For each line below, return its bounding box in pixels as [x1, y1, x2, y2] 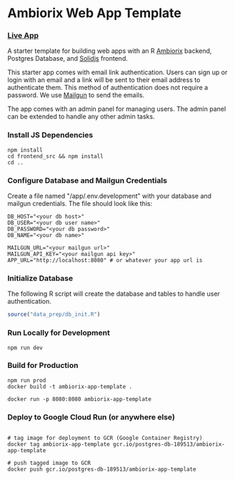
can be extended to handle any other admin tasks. [7, 112, 155, 121]
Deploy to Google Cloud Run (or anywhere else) [7, 412, 175, 422]
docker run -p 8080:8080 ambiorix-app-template [7, 395, 152, 403]
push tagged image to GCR [14, 459, 91, 467]
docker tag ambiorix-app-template [7, 441, 111, 448]
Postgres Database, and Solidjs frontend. [7, 54, 129, 63]
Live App [7, 31, 39, 41]
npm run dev [7, 344, 43, 351]
